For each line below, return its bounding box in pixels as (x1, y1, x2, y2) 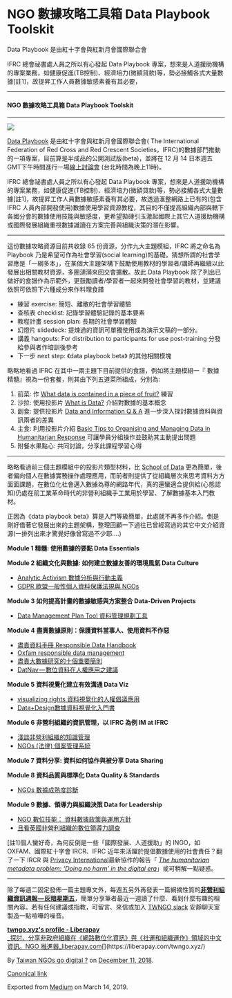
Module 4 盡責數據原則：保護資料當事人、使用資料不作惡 (7, 627, 170, 635)
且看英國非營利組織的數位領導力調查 (17, 824, 121, 832)
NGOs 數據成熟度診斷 (17, 786, 79, 794)
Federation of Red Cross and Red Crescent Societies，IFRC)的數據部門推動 (7, 146, 221, 154)
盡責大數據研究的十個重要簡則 (17, 657, 102, 665)
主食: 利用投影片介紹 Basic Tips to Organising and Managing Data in (17, 425, 211, 433)
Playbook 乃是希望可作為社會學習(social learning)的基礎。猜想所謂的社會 (7, 250, 215, 259)
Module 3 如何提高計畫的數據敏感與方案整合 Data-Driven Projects (7, 597, 196, 605)
